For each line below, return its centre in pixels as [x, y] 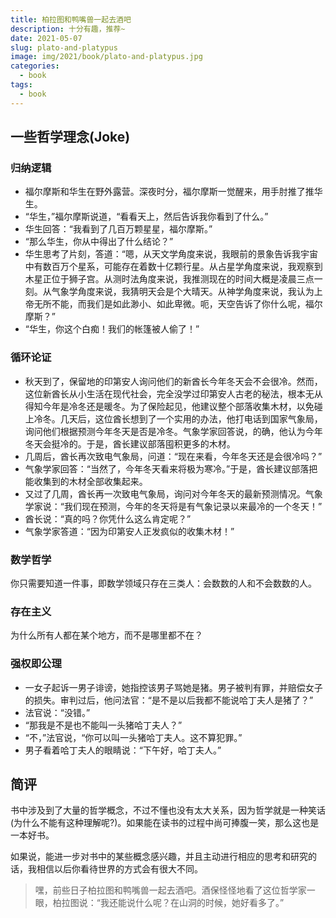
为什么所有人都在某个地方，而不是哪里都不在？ [106, 635]
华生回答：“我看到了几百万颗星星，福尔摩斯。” [118, 229]
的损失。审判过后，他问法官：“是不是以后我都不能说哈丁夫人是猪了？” [169, 700]
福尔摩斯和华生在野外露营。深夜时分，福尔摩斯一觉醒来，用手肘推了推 [169, 192]
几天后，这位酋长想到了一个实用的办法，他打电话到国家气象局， [191, 418]
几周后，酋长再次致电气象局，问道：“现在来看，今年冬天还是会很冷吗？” [173, 456]
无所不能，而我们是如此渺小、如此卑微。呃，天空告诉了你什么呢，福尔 [178, 304]
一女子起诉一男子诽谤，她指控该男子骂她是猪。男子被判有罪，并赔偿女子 [173, 687]
